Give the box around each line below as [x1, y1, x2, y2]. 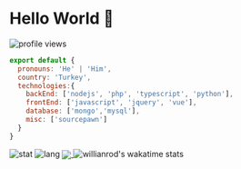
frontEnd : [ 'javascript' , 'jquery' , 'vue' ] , [25, 98, 197, 107]
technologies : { [17, 81, 75, 90]
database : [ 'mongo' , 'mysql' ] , [25, 106, 141, 116]
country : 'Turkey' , [17, 73, 92, 82]
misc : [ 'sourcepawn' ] [25, 115, 107, 124]
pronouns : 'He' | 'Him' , [17, 64, 112, 74]
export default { [9, 55, 75, 65]
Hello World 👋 [9, 8, 115, 29]
